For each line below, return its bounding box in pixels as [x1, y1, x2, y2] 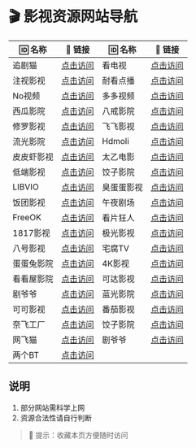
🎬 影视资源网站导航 [8, 7, 138, 26]
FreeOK [12, 211, 42, 223]
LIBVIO [12, 181, 39, 192]
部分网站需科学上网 [20, 402, 85, 412]
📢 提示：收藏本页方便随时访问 [28, 430, 128, 440]
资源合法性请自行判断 [20, 412, 92, 423]
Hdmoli [102, 135, 130, 146]
